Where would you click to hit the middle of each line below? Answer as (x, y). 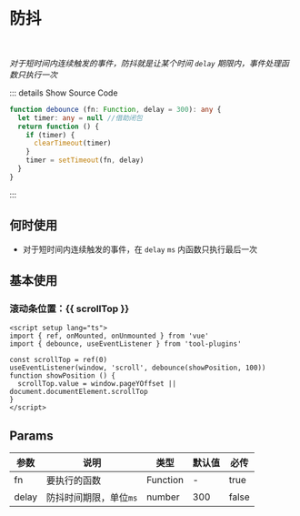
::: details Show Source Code (64, 93)
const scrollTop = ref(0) (58, 360)
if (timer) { (50, 135)
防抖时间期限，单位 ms (92, 498)
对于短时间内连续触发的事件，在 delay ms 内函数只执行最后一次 (140, 249)
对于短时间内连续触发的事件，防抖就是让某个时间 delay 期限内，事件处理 (145, 63)
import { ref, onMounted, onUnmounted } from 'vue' (109, 336)
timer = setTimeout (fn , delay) (85, 160)
